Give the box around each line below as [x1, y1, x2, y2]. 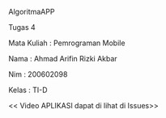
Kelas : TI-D [8, 85, 48, 95]
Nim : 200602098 [8, 70, 68, 79]
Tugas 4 [8, 23, 36, 32]
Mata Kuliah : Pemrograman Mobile [8, 38, 126, 48]
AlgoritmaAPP [8, 7, 55, 16]
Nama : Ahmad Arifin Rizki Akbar [8, 54, 117, 63]
